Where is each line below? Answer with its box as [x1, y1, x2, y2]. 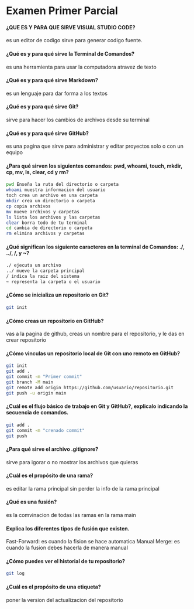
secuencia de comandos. [6, 409, 69, 416]
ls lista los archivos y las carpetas [6, 214, 101, 220]
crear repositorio [6, 336, 47, 343]
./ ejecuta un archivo [6, 263, 61, 268]
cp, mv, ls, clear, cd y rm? [6, 168, 69, 175]
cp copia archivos [6, 203, 51, 209]
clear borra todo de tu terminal [6, 220, 88, 226]
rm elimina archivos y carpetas [6, 230, 85, 237]
